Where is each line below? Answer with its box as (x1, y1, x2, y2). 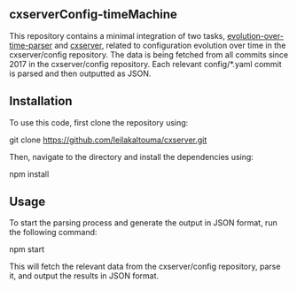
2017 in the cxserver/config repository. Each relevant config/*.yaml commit (9, 58, 282, 69)
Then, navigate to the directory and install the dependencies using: (9, 151, 254, 162)
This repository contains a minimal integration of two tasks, (9, 30, 226, 41)
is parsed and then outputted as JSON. (9, 68, 152, 79)
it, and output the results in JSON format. (9, 271, 160, 281)
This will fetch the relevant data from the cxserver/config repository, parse (9, 261, 281, 272)
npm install (9, 168, 50, 179)
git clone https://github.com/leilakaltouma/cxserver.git (9, 134, 207, 145)
